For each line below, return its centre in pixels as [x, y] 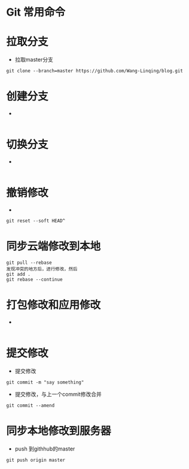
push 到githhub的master [45, 449]
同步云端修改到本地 [54, 246]
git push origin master [36, 460]
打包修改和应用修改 [54, 305]
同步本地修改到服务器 [59, 431]
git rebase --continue [34, 279]
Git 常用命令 [36, 12]
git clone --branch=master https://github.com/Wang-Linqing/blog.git [95, 71]
